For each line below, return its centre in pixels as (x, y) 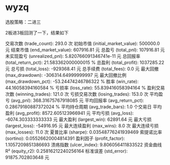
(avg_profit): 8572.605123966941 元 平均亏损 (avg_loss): (74, 113)
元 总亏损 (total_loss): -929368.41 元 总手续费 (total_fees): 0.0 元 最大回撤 (82, 69)
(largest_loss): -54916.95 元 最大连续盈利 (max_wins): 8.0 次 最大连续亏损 (82, 126)
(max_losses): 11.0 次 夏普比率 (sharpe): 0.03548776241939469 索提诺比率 (84, 132)
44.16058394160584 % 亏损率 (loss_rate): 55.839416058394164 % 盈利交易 (85, 88)
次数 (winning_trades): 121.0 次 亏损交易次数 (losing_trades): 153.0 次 (77, 94)
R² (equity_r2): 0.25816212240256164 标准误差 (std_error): (66, 151)
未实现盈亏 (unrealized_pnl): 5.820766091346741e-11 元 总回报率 (73, 56)
